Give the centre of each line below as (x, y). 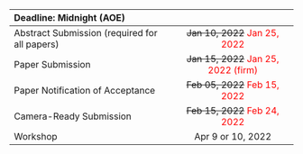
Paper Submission (52, 64)
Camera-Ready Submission (73, 116)
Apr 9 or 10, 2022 (233, 136)
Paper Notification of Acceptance (85, 91)
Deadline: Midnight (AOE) (70, 18)
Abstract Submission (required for (86, 33)
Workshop (36, 136)
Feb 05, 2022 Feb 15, (233, 85)
